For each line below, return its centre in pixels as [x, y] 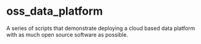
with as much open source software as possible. [67, 34]
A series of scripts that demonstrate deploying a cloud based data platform [101, 28]
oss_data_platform [55, 11]
